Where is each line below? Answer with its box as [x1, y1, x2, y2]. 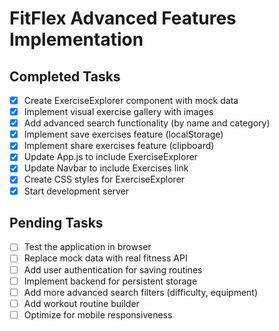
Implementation [9, 28, 144, 51]
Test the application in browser [23, 241, 152, 253]
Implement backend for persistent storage [23, 275, 198, 287]
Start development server [23, 185, 130, 197]
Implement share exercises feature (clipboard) [23, 140, 215, 152]
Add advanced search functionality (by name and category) [23, 117, 271, 129]
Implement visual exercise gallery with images [23, 106, 214, 118]
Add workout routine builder [23, 297, 140, 309]
